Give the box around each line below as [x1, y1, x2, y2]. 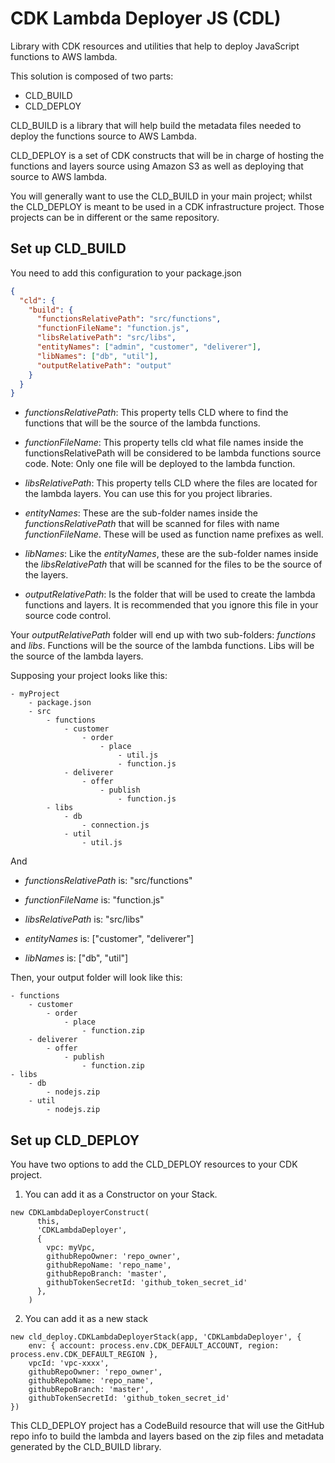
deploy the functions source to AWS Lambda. [10, 130, 197, 142]
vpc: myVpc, [46, 1243, 97, 1253]
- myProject [10, 689, 60, 699]
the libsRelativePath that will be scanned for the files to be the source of [24, 558, 323, 571]
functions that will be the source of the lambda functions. [24, 417, 261, 429]
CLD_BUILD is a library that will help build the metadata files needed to [10, 119, 302, 131]
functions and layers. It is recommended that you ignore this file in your [24, 599, 319, 611]
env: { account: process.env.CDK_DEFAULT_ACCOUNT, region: [28, 1341, 280, 1351]
